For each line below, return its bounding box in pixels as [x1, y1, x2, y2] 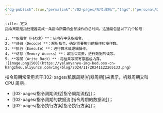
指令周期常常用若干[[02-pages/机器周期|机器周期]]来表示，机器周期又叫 [5, 74, 149, 80]
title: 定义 [5, 21, 28, 26]
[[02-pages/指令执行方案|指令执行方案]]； [12, 102, 97, 108]
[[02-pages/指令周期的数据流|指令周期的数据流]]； [12, 97, 114, 102]
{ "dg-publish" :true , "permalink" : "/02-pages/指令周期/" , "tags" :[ [5, 7, 135, 12]
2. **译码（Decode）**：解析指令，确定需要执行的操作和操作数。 [5, 41, 120, 46]
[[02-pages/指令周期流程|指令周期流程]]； [12, 90, 97, 96]
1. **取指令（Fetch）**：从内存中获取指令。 [5, 36, 86, 41]
